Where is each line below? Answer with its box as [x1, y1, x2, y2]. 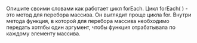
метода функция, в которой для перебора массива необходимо [6, 18, 170, 24]
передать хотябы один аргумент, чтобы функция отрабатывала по [6, 24, 176, 31]
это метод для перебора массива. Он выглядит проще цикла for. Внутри [6, 11, 192, 18]
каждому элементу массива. [6, 30, 81, 37]
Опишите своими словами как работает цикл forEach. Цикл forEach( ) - [6, 5, 188, 12]
